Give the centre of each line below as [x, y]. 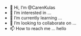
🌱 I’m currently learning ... [36, 18]
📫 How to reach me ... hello [38, 28]
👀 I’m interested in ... [30, 13]
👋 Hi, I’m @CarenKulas [32, 8]
